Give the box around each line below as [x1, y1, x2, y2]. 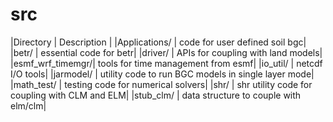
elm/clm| [10, 99, 47, 112]
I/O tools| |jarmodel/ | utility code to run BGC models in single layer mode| [10, 68, 315, 80]
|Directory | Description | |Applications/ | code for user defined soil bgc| [10, 36, 307, 48]
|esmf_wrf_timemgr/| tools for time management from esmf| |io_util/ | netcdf [10, 57, 323, 69]
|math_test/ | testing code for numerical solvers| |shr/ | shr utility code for [10, 78, 313, 90]
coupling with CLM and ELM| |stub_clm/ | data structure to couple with [10, 89, 302, 101]
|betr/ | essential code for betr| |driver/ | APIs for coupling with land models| [10, 46, 323, 58]
